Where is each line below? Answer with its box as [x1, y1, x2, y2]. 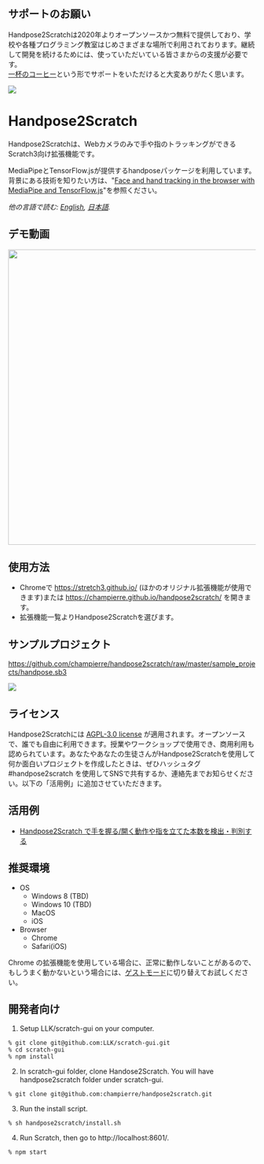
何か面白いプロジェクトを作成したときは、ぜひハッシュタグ [8, 759, 201, 768]
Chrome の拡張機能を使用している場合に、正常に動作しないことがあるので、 [8, 958, 255, 967]
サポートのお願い [8, 7, 91, 21]
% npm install [8, 1053, 55, 1061]
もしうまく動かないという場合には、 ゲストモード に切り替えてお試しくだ [8, 967, 242, 977]
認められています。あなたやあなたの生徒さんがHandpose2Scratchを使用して [8, 749, 255, 758]
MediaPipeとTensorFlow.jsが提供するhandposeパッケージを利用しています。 [8, 165, 256, 175]
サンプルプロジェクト [8, 637, 112, 651]
